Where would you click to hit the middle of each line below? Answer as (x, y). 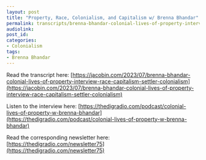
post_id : (17, 35)
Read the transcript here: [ (40, 75)
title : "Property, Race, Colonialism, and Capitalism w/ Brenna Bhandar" (103, 18)
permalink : (20, 23)
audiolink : (20, 29)
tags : (13, 52)
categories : (21, 40)
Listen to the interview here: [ (44, 106)
